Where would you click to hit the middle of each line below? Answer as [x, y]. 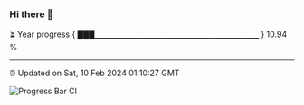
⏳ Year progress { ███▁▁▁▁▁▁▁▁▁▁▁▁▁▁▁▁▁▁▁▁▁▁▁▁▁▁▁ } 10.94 [148, 34]
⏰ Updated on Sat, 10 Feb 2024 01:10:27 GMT [95, 73]
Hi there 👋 [32, 14]
